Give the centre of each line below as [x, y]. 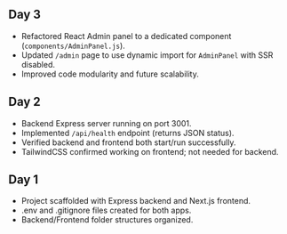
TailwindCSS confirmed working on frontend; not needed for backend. [150, 151]
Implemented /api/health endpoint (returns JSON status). [128, 133]
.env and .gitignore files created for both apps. [106, 210]
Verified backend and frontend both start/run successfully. [128, 142]
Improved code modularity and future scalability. [110, 74]
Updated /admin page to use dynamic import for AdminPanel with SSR [147, 55]
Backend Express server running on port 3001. [106, 123]
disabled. [38, 64]
